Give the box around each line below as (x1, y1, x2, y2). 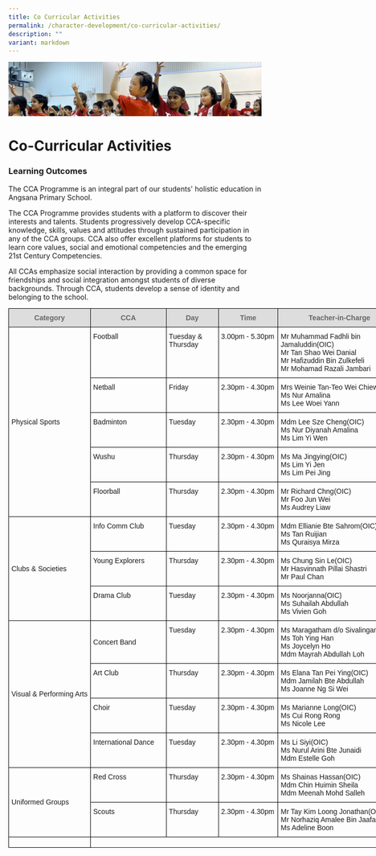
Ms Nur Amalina (280, 390, 331, 400)
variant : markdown (8, 39, 70, 47)
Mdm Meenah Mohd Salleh (280, 788, 366, 797)
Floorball (92, 487, 121, 496)
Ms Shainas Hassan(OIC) (280, 772, 362, 781)
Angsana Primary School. (8, 192, 92, 202)
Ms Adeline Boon (280, 823, 334, 832)
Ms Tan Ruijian (280, 529, 327, 538)
